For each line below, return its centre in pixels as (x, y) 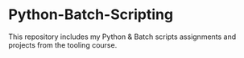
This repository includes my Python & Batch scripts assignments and (122, 37)
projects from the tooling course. (63, 44)
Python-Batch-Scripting (91, 15)
